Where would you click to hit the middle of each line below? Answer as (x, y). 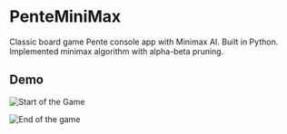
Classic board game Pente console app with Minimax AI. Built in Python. (144, 42)
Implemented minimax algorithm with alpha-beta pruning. (117, 51)
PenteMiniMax (65, 17)
